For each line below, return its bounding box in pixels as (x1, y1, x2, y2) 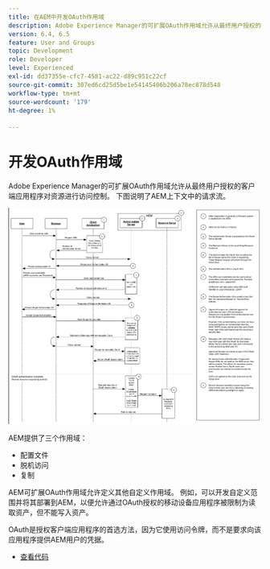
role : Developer (8, 56, 63, 64)
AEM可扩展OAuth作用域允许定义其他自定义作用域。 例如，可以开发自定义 (8, 488, 251, 497)
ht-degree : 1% (8, 106, 56, 114)
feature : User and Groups (8, 39, 95, 47)
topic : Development (8, 47, 74, 56)
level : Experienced (8, 64, 74, 72)
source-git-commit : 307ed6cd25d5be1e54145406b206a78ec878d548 (8, 80, 221, 89)
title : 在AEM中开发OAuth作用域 (8, 13, 104, 21)
